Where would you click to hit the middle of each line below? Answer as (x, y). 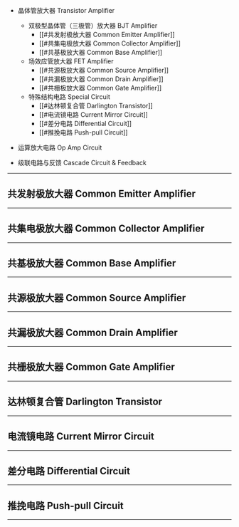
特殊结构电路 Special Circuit (69, 97)
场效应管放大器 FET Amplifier (71, 61)
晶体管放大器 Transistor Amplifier (66, 10)
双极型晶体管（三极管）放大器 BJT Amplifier (93, 26)
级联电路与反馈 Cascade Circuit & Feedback (82, 163)
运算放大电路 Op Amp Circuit (60, 147)
